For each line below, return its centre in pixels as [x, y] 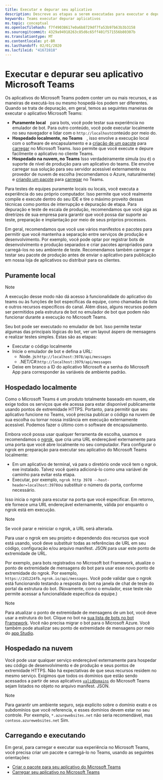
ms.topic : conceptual [27, 23]
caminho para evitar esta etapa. [44, 475]
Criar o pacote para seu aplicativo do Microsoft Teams [66, 767]
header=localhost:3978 [35, 485]
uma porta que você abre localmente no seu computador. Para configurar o [81, 445]
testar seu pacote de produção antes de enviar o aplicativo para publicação [81, 255]
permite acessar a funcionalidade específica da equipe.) [61, 594]
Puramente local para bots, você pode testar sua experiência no [78, 123]
